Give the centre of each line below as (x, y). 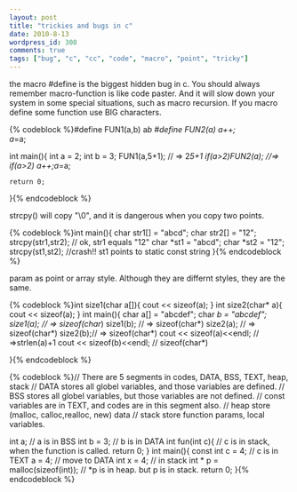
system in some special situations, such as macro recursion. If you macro (144, 103)
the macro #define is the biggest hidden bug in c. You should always (135, 84)
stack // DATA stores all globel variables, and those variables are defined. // (147, 386)
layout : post (33, 17)
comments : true (37, 51)
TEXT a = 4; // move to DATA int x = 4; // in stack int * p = (114, 460)
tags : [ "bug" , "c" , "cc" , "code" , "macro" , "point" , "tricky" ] (129, 59)
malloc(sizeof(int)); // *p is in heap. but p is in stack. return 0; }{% (129, 470)
